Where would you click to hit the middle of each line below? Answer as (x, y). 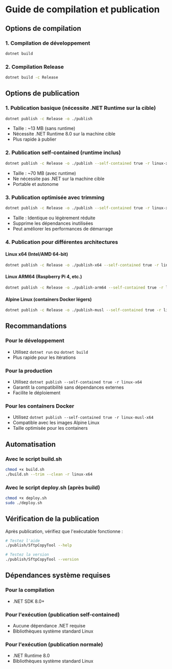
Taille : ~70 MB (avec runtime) (44, 173)
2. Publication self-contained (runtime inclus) (63, 152)
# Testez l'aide (23, 541)
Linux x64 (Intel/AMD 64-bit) (37, 254)
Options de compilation (43, 28)
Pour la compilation (30, 590)
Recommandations (36, 326)
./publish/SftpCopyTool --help (39, 545)
